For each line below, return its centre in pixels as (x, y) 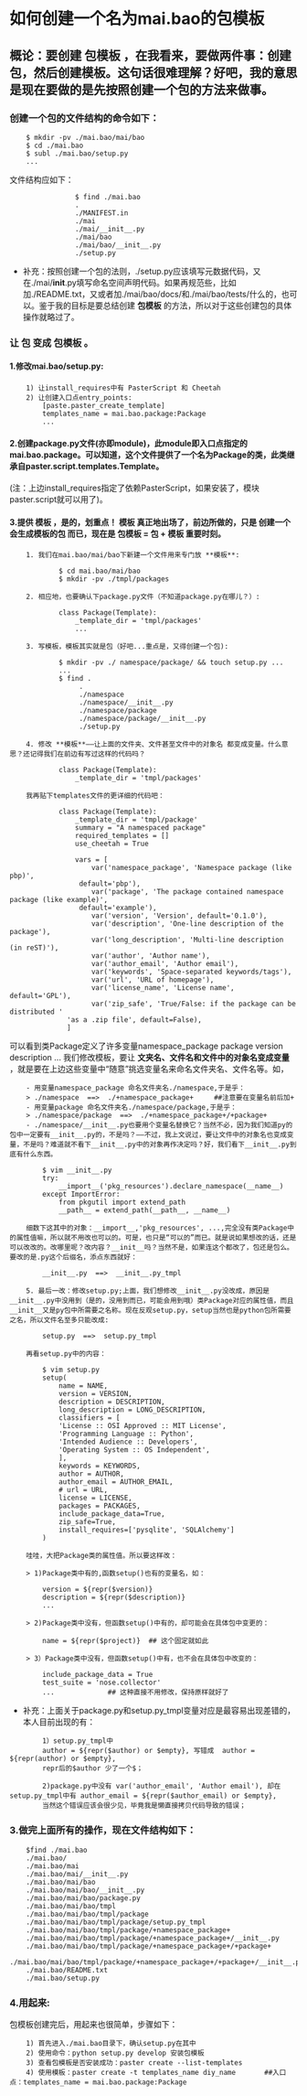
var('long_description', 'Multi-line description (187, 940)
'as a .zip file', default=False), (135, 1020)
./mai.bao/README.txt (67, 1970)
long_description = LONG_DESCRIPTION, (132, 1410)
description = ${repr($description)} (114, 1597)
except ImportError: (81, 1195)
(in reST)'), (34, 948)
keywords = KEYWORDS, (100, 1466)
